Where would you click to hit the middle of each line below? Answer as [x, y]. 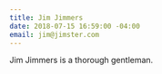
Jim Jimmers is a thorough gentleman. [81, 60]
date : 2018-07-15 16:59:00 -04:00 [75, 26]
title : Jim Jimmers [46, 18]
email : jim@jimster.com [55, 34]
